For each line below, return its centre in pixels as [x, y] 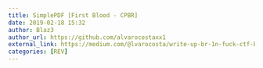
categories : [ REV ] [38, 52]
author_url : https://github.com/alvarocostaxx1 [87, 37]
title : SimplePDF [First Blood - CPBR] [73, 15]
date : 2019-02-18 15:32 [47, 23]
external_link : [33, 45]
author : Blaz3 [31, 30]
